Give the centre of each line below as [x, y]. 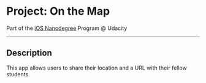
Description [29, 53]
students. [18, 74]
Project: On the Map [58, 11]
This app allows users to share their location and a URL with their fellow [97, 68]
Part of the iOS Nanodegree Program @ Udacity [67, 28]
